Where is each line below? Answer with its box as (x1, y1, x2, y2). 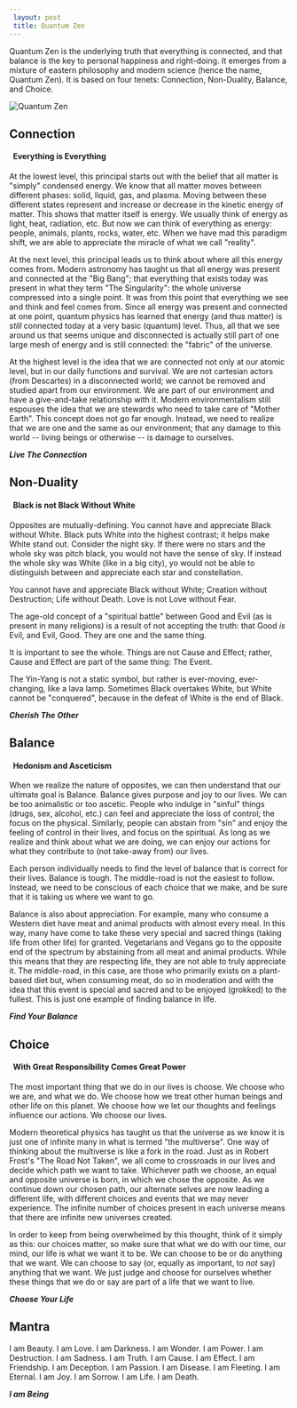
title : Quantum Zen (12, 21, 86, 30)
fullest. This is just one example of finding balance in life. (9, 994, 217, 1004)
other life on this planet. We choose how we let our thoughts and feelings (9, 1100, 277, 1111)
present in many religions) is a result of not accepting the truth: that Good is (9, 620, 285, 631)
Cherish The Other (9, 709, 80, 720)
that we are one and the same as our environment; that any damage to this (9, 423, 281, 434)
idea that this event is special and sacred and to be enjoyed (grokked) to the (9, 984, 287, 996)
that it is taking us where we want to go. (9, 892, 155, 902)
